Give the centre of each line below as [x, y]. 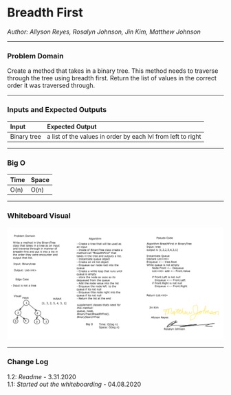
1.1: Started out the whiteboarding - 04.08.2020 [74, 384]
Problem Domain [35, 56]
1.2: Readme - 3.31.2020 [42, 376]
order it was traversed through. [51, 86]
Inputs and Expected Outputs [57, 110]
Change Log [28, 362]
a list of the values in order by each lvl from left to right [124, 137]
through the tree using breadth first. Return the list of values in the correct [112, 78]
